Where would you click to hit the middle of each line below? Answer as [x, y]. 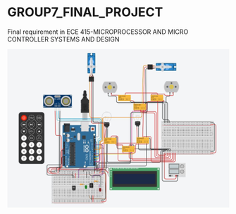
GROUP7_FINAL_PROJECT [85, 12]
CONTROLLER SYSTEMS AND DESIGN [63, 39]
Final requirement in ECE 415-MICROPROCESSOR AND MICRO [98, 32]
